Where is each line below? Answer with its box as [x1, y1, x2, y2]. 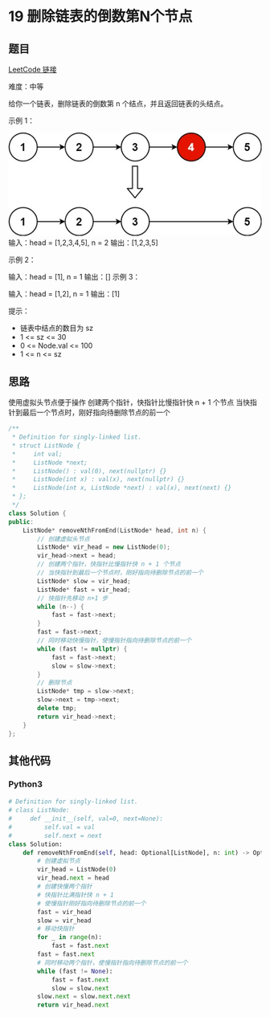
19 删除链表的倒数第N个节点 [8, 7, 193, 26]
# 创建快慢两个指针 [37, 883, 92, 891]
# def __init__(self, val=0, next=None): [8, 815, 163, 823]
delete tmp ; [37, 705, 78, 713]
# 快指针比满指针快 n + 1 [37, 891, 114, 899]
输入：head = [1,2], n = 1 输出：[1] [8, 289, 121, 299]
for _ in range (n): [37, 933, 103, 941]
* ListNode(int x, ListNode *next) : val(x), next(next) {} [11, 484, 231, 492]
